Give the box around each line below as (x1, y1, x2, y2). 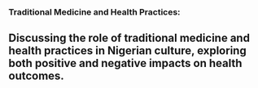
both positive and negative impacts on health (8, 57, 243, 70)
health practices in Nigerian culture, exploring (8, 44, 247, 58)
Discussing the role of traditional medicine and (8, 31, 251, 45)
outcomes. (8, 69, 65, 83)
